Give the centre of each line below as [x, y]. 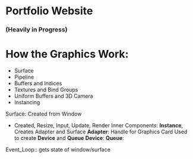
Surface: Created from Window [44, 114]
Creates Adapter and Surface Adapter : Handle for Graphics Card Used [101, 132]
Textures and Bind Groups [46, 90]
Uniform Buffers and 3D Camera [53, 96]
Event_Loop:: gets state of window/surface [58, 149]
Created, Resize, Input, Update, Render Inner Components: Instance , [99, 126]
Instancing [27, 102]
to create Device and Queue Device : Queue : [69, 138]
